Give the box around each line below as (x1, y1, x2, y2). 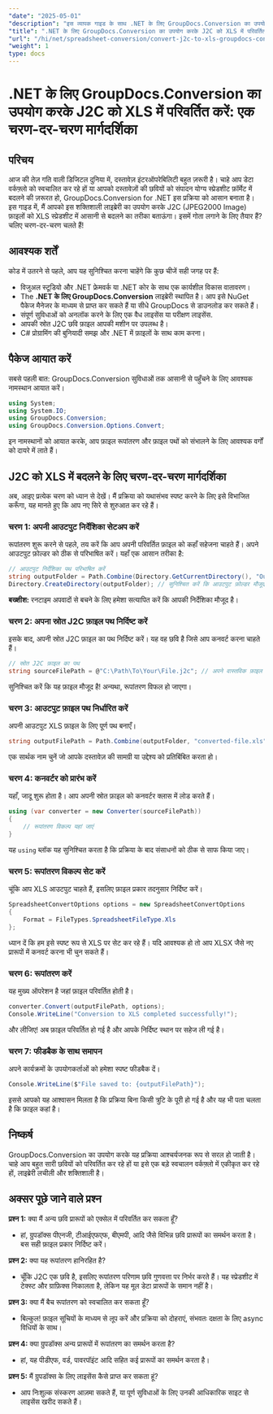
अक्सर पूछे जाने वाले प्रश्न (8, 1192, 102, 1206)
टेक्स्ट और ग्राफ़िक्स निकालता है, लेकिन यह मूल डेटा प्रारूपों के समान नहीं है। (19, 1281, 214, 1290)
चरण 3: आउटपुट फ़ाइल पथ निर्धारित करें (8, 703, 128, 714)
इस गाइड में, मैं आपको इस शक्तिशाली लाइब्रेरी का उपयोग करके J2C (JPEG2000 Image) (8, 202, 247, 211)
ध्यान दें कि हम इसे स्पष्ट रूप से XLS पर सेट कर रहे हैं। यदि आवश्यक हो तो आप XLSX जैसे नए (8, 938, 253, 947)
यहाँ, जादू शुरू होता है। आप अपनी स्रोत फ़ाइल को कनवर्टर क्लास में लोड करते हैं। (8, 791, 215, 801)
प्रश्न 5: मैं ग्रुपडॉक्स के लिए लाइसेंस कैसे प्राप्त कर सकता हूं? (8, 1371, 158, 1381)
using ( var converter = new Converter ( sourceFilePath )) (8, 807, 201, 816)
